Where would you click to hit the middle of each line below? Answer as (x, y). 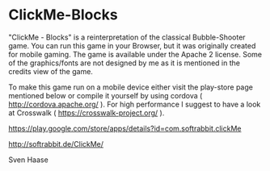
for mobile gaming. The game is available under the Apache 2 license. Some (135, 54)
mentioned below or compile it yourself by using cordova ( (105, 95)
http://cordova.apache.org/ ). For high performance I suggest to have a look (135, 104)
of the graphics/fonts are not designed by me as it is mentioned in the (124, 63)
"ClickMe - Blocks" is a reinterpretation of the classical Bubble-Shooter (127, 37)
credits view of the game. (51, 71)
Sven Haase (28, 160)
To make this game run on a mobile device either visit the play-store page (131, 87)
